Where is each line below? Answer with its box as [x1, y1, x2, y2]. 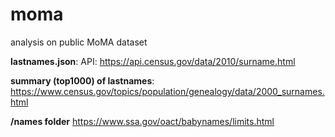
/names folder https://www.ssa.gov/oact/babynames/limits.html [10, 115, 275, 127]
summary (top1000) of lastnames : [10, 74, 155, 87]
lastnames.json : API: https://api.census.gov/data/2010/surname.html [10, 55, 296, 67]
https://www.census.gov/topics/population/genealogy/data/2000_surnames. [10, 85, 325, 97]
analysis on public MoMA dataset [10, 36, 148, 48]
